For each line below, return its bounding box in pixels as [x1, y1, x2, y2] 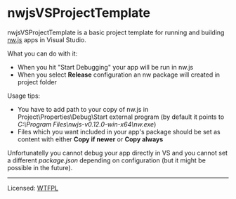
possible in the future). [7, 163, 73, 172]
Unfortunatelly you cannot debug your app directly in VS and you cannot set [7, 148, 228, 157]
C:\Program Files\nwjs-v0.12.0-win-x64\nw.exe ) [17, 120, 157, 128]
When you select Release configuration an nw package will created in [17, 70, 220, 79]
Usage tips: [7, 91, 41, 100]
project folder [17, 77, 58, 86]
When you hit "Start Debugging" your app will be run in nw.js [17, 63, 194, 71]
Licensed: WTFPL [7, 184, 58, 192]
